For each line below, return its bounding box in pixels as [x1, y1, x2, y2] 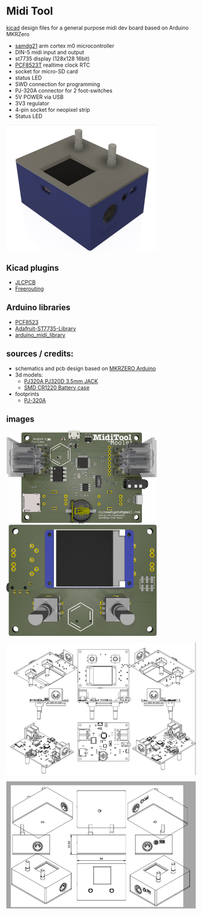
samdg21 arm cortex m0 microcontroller [14, 42, 114, 49]
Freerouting [14, 285, 44, 292]
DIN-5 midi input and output [14, 48, 84, 55]
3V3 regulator [14, 99, 50, 106]
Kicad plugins [6, 263, 59, 273]
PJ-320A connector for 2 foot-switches [14, 87, 113, 94]
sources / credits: [6, 349, 74, 359]
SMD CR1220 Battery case [23, 384, 90, 391]
